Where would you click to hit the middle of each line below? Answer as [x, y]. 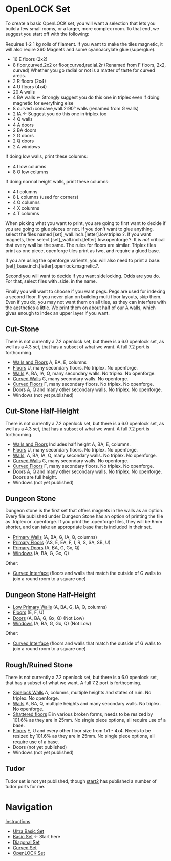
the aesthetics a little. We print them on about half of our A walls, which [81, 307]
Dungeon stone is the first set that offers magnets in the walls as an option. [84, 511]
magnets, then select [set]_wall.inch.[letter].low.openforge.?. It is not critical [85, 239]
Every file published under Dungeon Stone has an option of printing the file [84, 516]
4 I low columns [29, 166]
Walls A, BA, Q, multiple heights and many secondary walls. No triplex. [87, 703]
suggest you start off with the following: [47, 34]
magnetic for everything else [43, 102]
